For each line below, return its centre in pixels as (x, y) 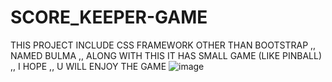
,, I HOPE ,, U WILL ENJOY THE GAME (88, 66)
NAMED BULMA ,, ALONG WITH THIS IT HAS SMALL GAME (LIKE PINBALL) (166, 55)
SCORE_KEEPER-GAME (109, 17)
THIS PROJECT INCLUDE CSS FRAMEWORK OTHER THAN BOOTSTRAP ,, (163, 45)
